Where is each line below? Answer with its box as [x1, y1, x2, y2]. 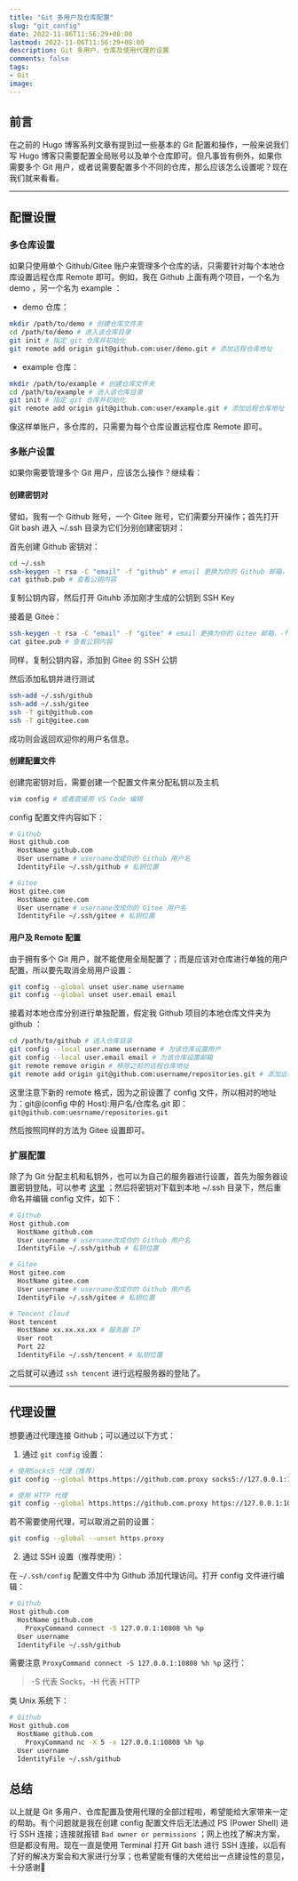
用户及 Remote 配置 [9, 931, 82, 943]
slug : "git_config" [9, 21, 82, 30]
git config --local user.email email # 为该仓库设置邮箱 [9, 1053, 214, 1063]
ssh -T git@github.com [9, 708, 93, 717]
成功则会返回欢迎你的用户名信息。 [9, 733, 134, 744]
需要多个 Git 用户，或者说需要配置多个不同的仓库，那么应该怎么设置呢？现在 [9, 162, 288, 173]
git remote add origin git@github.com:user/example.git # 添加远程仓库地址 [9, 404, 286, 414]
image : [9, 79, 34, 88]
